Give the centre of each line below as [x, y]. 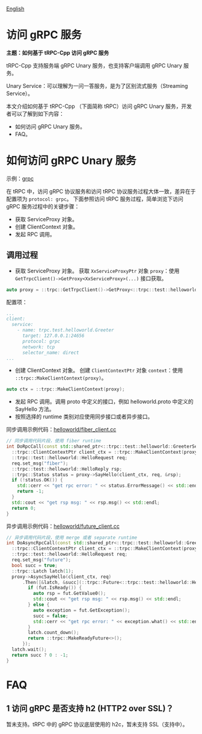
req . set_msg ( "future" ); [41, 560]
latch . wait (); [29, 650]
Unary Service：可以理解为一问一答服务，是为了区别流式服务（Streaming [97, 86]
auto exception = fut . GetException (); [81, 610]
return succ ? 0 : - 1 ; [40, 655]
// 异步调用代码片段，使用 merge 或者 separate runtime [72, 538]
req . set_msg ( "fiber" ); [40, 463]
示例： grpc [20, 178]
